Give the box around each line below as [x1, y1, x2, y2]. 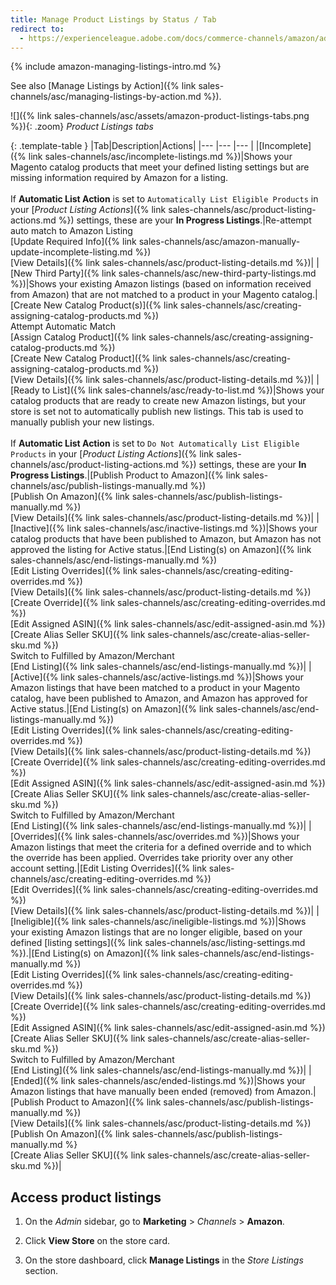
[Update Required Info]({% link [10, 236, 137, 248]
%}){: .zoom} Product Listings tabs [10, 121, 154, 133]
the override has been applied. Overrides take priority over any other [10, 852, 294, 864]
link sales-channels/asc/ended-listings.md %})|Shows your [60, 1075, 306, 1087]
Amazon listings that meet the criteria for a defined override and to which [10, 841, 312, 853]
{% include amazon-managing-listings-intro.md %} [10, 61, 222, 73]
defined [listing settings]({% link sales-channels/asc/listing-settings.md [10, 937, 306, 949]
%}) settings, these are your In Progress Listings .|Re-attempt [58, 214, 312, 226]
